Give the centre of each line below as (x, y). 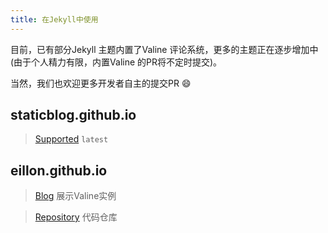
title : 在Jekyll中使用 (54, 19)
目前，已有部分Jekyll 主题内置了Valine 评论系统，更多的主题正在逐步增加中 (164, 49)
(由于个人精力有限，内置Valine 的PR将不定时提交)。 (116, 62)
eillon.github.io (59, 170)
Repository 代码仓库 (76, 217)
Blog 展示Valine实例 (75, 196)
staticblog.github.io (73, 115)
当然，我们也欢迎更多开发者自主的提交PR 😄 (101, 83)
